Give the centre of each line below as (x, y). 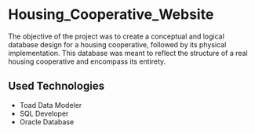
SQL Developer (44, 113)
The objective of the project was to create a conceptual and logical (117, 36)
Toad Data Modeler (51, 105)
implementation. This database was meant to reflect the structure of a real (128, 53)
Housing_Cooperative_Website (111, 15)
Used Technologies (56, 86)
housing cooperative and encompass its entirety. (87, 61)
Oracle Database (47, 122)
